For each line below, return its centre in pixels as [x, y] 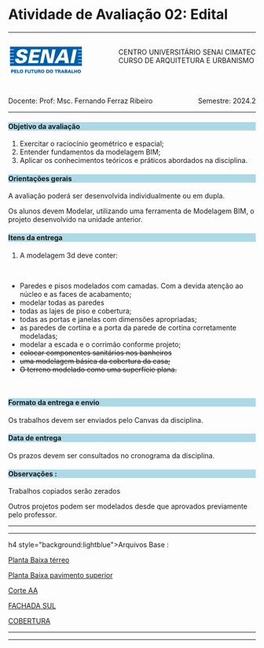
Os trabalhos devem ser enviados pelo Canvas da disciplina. [106, 420]
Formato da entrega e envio [54, 402]
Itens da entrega [35, 237]
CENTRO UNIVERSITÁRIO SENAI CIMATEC [187, 52]
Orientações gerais [40, 178]
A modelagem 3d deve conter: [68, 255]
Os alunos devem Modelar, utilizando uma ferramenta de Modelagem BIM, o [131, 211]
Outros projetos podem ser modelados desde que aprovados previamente [128, 506]
